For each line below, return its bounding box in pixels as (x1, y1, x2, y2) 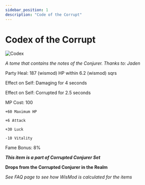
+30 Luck (5, 127, 24, 132)
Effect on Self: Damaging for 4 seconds (5, 80, 87, 86)
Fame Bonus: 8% (5, 145, 41, 151)
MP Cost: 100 (5, 100, 33, 106)
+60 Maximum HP (5, 109, 37, 114)
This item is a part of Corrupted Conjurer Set (5, 155, 101, 161)
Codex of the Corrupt (5, 34, 96, 45)
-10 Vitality (5, 136, 33, 141)
